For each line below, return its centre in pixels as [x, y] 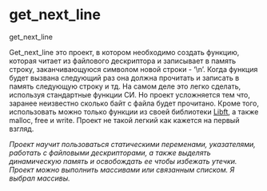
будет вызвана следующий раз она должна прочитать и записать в [124, 78]
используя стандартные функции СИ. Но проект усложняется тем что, [130, 94]
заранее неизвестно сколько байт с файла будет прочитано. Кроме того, [134, 103]
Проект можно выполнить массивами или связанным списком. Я [122, 169]
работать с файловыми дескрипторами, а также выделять [110, 153]
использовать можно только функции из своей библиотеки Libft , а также [134, 111]
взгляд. [22, 129]
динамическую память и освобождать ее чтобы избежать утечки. [123, 161]
